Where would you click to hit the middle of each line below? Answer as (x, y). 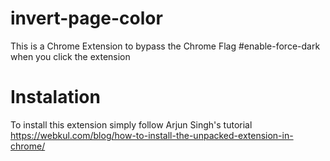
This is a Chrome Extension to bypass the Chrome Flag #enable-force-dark (165, 46)
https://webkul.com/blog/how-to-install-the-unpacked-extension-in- (152, 135)
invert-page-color (86, 18)
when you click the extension (70, 56)
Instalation (55, 97)
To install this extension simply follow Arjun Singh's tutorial (131, 124)
